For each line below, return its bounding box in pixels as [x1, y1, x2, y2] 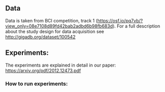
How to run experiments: [5, 80, 68, 87]
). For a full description [113, 23, 160, 29]
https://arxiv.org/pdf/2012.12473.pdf [5, 67, 81, 73]
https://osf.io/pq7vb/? [97, 17, 143, 23]
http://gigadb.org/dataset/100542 [5, 34, 76, 40]
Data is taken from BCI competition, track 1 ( [5, 17, 98, 23]
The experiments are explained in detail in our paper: [5, 62, 116, 68]
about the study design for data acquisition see [5, 28, 104, 35]
